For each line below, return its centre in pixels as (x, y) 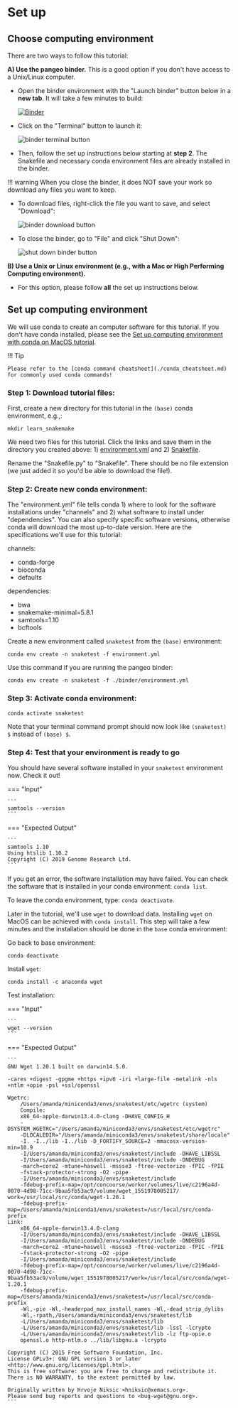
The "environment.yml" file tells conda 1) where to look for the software (112, 504)
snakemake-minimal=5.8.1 (55, 612)
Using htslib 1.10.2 (38, 853)
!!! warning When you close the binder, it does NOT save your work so (110, 182)
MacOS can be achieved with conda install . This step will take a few (109, 921)
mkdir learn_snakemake (41, 429)
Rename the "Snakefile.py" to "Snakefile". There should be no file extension (118, 463)
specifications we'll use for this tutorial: (65, 535)
